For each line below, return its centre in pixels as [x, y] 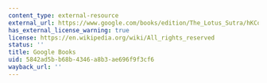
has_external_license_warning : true [69, 30]
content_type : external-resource [64, 15]
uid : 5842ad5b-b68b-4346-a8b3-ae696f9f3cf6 [81, 60]
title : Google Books [43, 52]
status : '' [26, 45]
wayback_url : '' [35, 67]
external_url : [32, 23]
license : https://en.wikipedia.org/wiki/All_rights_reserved [112, 38]
